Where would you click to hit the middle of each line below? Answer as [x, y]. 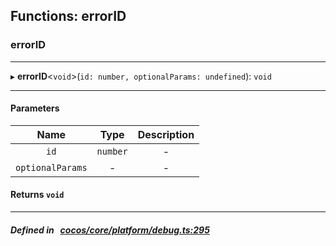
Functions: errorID [68, 16]
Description [166, 134]
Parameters [35, 108]
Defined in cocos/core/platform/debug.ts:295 [110, 230]
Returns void [37, 195]
